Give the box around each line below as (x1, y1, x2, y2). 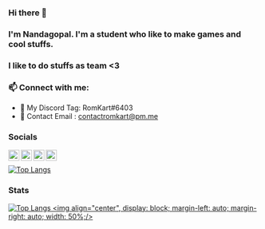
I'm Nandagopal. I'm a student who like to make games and (8, 28, 242, 39)
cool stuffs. (8, 38, 54, 49)
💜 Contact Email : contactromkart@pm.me (19, 112, 158, 121)
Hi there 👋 (8, 7, 48, 18)
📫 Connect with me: (8, 81, 89, 93)
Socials (8, 131, 38, 142)
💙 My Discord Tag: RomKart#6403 (19, 103, 133, 113)
